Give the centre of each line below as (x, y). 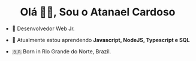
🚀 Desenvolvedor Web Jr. (43, 28)
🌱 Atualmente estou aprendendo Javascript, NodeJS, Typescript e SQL (101, 40)
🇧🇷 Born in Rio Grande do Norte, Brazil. (61, 51)
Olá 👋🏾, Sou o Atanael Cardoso (98, 12)
